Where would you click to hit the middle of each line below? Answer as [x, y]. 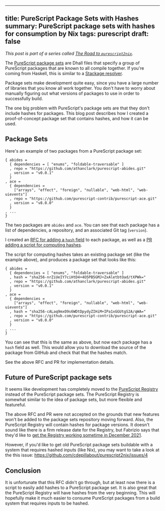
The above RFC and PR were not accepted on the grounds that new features [82, 414]
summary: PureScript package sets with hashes [80, 26]
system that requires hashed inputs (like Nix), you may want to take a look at [82, 450]
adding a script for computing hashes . [44, 245]
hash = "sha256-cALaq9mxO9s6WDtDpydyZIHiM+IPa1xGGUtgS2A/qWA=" [80, 311]
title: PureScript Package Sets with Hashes [72, 18]
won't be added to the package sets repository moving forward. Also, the [79, 420]
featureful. [15, 405]
